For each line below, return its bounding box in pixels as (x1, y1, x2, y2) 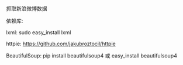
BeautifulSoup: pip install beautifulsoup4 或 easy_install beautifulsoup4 (6, 52, 177, 59)
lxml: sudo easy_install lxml (6, 29, 71, 36)
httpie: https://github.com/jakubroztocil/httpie (6, 40, 116, 47)
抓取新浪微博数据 (6, 5, 47, 12)
